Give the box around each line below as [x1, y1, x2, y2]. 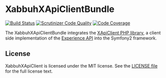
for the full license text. [5, 68, 53, 74]
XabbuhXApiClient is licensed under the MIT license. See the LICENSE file [5, 62, 158, 68]
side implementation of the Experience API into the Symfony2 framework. [5, 35, 157, 41]
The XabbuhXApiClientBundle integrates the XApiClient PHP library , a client [5, 29, 161, 35]
